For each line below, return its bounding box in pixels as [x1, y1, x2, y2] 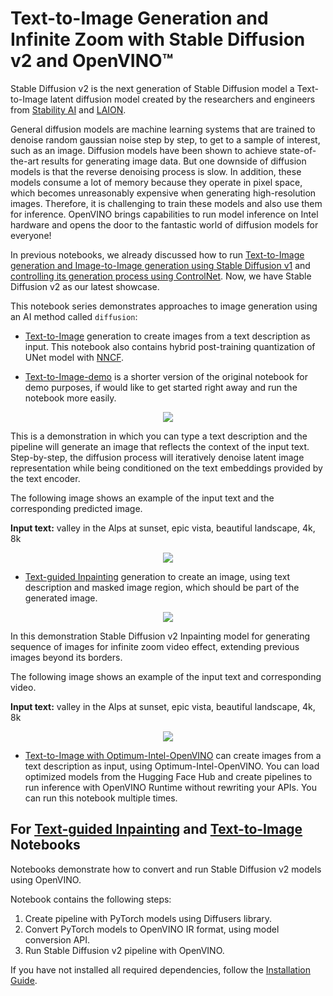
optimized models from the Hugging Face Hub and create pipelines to [24, 770, 313, 782]
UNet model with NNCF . [24, 351, 124, 363]
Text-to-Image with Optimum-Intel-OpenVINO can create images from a [24, 749, 322, 761]
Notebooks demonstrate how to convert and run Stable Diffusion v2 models [10, 863, 322, 875]
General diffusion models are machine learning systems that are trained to [10, 123, 316, 135]
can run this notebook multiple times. [24, 792, 178, 804]
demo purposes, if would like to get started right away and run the [24, 381, 298, 393]
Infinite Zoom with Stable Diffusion [10, 28, 306, 51]
